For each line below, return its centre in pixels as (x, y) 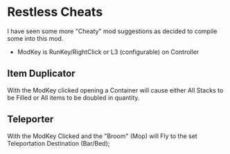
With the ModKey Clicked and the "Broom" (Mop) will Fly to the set (102, 136)
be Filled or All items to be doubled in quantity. (73, 97)
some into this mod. (35, 38)
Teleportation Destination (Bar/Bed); (59, 143)
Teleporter (30, 119)
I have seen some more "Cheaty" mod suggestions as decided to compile (112, 31)
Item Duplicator (41, 74)
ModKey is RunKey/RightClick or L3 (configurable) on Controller (108, 52)
